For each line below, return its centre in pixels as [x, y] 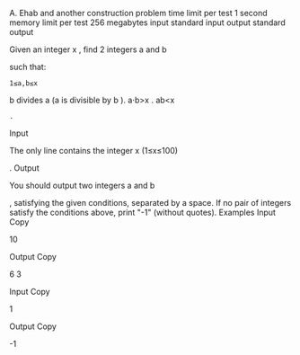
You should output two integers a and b [82, 185]
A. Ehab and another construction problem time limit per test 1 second [138, 13]
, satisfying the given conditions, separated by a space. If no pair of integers [150, 203]
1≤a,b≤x [24, 84]
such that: [28, 67]
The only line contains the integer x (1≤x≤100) [93, 151]
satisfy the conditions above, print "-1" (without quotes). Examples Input [143, 212]
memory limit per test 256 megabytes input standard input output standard [147, 22]
